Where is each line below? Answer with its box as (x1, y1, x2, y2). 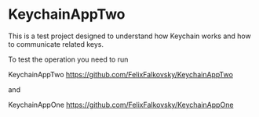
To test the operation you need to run (8, 55, 129, 64)
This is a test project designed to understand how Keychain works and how (8, 31, 251, 41)
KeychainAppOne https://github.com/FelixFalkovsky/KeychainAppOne (8, 100, 234, 109)
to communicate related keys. (8, 39, 104, 48)
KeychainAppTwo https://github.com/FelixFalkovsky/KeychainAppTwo (8, 69, 234, 79)
